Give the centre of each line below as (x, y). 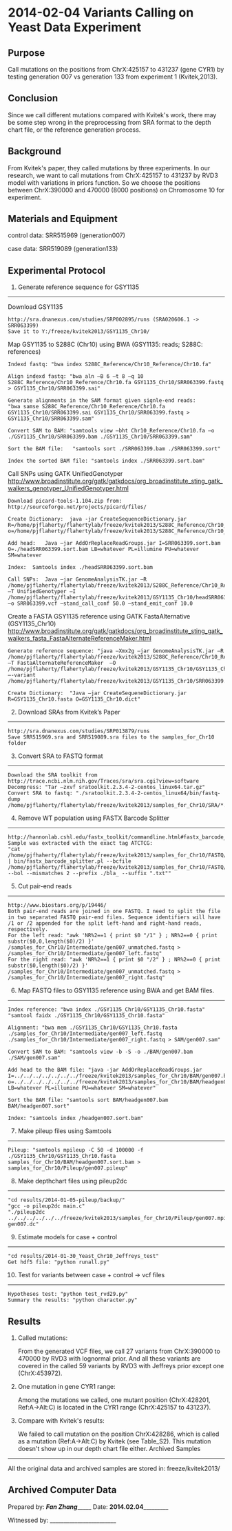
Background (34, 151)
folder (17, 743)
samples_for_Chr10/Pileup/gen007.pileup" (68, 1168)
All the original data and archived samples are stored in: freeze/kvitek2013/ (114, 1469)
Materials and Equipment (63, 219)
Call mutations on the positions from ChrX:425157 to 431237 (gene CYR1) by (116, 69)
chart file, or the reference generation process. (74, 130)
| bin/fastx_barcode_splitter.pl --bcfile (70, 861)
